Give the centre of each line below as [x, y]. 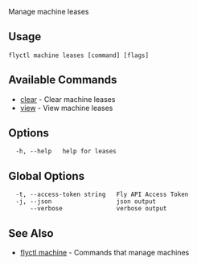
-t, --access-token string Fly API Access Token [102, 195]
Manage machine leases [49, 12]
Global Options [47, 176]
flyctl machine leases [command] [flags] [79, 55]
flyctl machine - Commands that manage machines [105, 253]
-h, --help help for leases [66, 152]
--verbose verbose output [98, 209]
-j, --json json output [86, 202]
